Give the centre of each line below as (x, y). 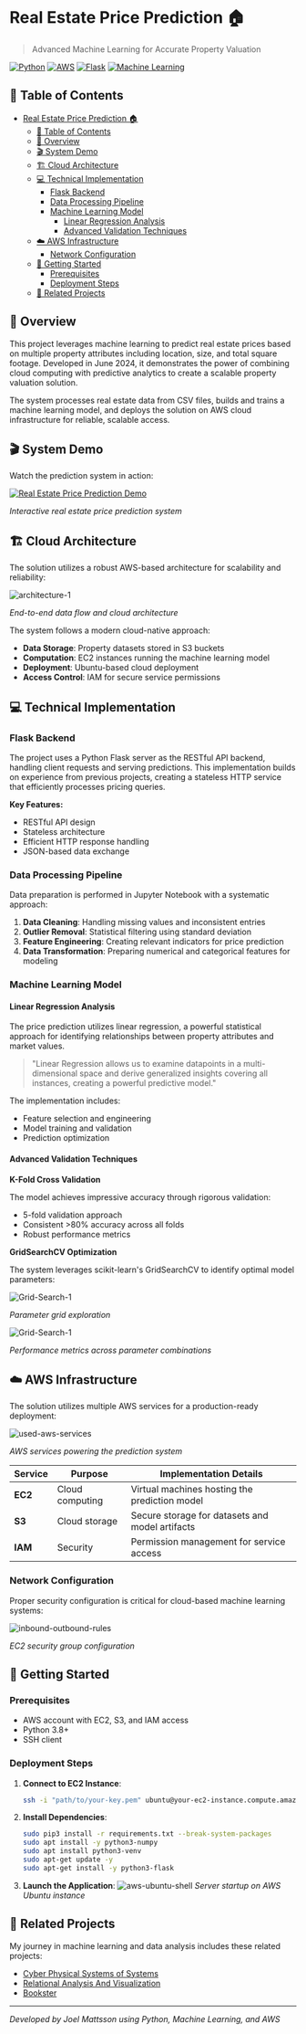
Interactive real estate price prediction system (96, 511)
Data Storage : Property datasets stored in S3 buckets (123, 648)
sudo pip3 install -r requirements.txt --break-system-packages (147, 1834)
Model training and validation (77, 1128)
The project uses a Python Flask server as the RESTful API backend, (138, 757)
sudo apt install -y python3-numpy (90, 1843)
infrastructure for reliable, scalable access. (90, 419)
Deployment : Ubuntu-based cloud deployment (111, 668)
